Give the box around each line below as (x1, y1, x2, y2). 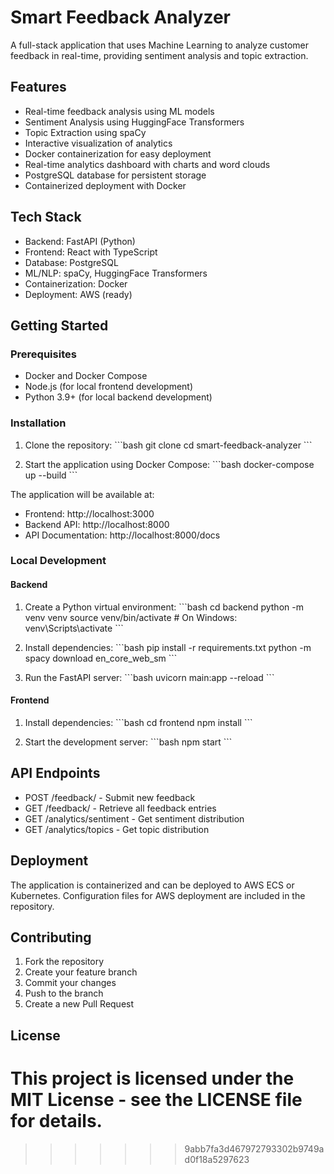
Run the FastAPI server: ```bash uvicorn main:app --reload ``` (24, 671, 275, 683)
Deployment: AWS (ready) (24, 288, 133, 300)
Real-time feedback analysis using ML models (24, 105, 215, 117)
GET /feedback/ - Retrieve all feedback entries (24, 802, 217, 814)
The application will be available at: (10, 488, 155, 500)
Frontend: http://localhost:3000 (24, 507, 155, 520)
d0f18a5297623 (184, 1153, 250, 1165)
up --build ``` (24, 469, 78, 481)
